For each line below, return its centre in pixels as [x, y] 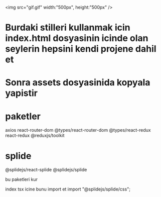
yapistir [22, 93]
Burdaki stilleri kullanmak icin [68, 28]
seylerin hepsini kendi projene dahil [81, 49]
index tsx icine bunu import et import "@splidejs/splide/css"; [68, 189]
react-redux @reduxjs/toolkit [35, 136]
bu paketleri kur [21, 179]
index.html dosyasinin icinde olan [77, 38]
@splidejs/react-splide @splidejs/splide [46, 170]
